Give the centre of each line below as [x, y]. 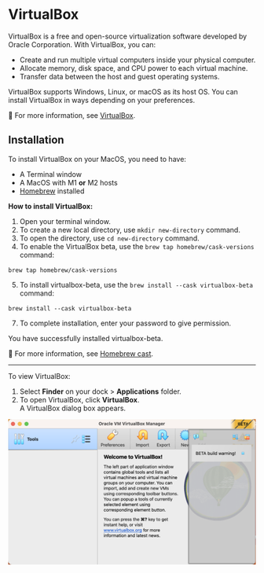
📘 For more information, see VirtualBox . [72, 115]
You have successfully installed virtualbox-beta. [86, 338]
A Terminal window [51, 174]
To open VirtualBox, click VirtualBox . [79, 399]
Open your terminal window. [65, 221]
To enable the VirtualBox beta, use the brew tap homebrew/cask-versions [137, 246]
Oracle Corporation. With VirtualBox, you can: [82, 44]
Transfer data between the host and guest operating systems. [119, 76]
